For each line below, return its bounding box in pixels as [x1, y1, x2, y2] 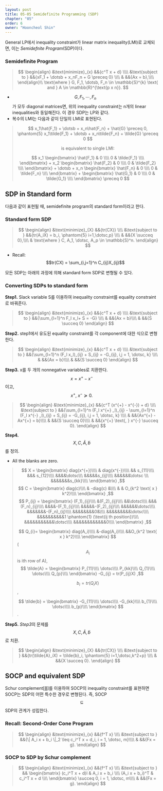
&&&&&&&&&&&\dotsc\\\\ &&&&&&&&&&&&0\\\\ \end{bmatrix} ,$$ [24, 519, 152, 525]
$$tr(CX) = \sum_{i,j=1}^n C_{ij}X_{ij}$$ [46, 260, 125, 265]
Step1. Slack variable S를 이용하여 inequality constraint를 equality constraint [5, 294, 157, 300]
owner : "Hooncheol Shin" [5, 25, 55, 30]
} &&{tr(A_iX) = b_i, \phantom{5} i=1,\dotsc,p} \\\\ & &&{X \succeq [22, 232, 153, 238]
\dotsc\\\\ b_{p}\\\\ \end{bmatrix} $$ [52, 603, 124, 609]
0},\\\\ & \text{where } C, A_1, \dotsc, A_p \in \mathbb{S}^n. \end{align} [17, 238, 159, 243]
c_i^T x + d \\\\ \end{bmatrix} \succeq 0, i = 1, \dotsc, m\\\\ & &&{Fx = [19, 775, 157, 781]
